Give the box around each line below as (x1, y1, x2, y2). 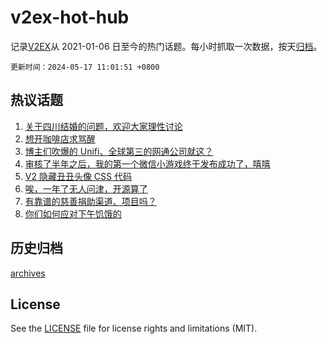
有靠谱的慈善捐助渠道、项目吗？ (24, 195, 157, 207)
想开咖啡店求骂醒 (24, 132, 96, 145)
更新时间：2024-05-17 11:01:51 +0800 (10, 62, 160, 72)
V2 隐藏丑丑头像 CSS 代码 (24, 170, 132, 182)
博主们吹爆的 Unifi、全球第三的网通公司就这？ (24, 145, 214, 157)
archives (10, 267, 46, 279)
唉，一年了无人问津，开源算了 (24, 182, 148, 195)
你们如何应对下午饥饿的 (24, 207, 122, 220)
